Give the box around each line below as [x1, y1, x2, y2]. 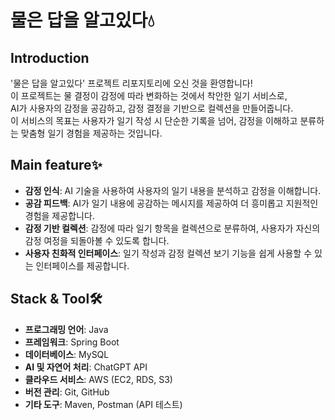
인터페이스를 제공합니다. [35, 259, 130, 271]
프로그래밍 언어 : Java [24, 323, 109, 335]
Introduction [10, 49, 90, 66]
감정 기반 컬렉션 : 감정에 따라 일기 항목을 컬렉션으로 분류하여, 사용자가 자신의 [24, 222, 321, 234]
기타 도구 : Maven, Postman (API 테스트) [24, 398, 183, 410]
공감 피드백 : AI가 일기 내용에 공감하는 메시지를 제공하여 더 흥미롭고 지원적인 [24, 197, 319, 209]
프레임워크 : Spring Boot [24, 336, 120, 348]
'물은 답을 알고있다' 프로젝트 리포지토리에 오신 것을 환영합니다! [10, 77, 253, 89]
